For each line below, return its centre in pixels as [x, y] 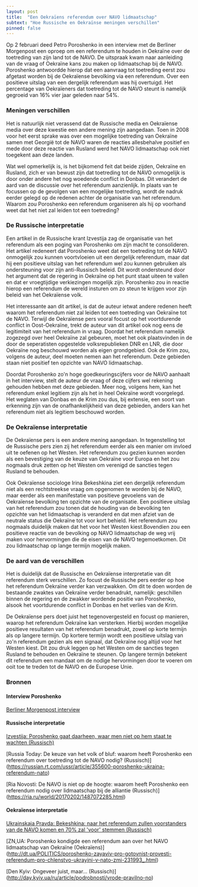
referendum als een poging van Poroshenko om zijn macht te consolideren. [98, 244]
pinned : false [24, 28]
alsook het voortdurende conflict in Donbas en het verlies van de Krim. [92, 605]
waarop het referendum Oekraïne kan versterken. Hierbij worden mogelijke [97, 623]
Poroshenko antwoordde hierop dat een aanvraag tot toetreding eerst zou [96, 70]
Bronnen [19, 682]
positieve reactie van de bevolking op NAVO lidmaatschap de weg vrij [91, 533]
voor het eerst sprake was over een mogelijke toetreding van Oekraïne [92, 136]
